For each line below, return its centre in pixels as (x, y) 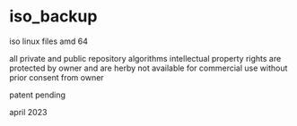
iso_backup (53, 17)
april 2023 (28, 112)
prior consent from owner (57, 77)
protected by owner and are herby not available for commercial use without (148, 68)
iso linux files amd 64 (48, 41)
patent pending (37, 95)
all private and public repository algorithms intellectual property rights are (145, 58)
